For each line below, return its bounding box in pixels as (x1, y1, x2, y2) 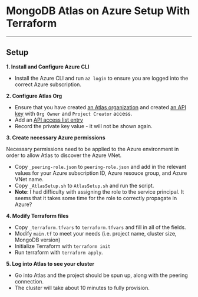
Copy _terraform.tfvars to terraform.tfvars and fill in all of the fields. (14, 223, 187, 231)
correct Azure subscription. (14, 81, 81, 88)
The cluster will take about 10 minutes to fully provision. (14, 284, 150, 291)
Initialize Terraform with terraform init (14, 242, 111, 249)
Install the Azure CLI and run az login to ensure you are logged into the (14, 74, 189, 81)
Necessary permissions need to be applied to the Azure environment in (6, 145, 179, 152)
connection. (14, 278, 44, 285)
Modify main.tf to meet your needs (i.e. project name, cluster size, (14, 230, 177, 237)
